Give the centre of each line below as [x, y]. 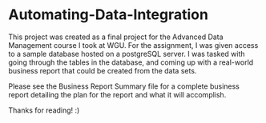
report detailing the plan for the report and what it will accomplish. [117, 94]
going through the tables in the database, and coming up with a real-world [131, 62]
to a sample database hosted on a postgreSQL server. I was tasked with [127, 54]
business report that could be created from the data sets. [103, 70]
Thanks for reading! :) [44, 110]
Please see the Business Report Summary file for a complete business [124, 86]
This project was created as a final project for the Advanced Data [116, 37]
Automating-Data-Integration [108, 15]
